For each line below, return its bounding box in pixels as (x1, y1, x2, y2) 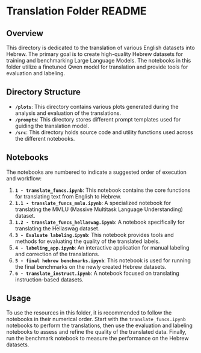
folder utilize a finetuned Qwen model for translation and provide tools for (6, 63, 188, 70)
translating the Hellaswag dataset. (14, 224, 100, 232)
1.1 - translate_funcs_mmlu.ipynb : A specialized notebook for (14, 199, 172, 206)
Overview (6, 28, 44, 38)
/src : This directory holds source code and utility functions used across (14, 128, 194, 136)
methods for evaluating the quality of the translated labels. (14, 238, 160, 245)
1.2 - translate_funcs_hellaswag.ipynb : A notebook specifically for (14, 218, 185, 226)
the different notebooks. (14, 135, 75, 142)
